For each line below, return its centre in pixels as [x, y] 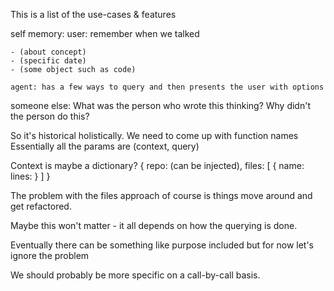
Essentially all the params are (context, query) [105, 146]
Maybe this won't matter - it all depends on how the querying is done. [154, 225]
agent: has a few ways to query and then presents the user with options [167, 87]
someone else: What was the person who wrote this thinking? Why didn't [160, 105]
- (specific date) [48, 61]
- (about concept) [48, 52]
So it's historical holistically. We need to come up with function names [154, 135]
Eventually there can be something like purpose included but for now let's [162, 245]
